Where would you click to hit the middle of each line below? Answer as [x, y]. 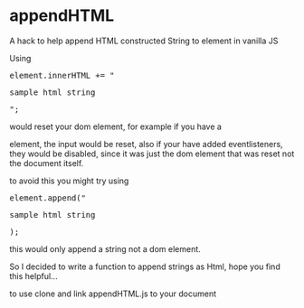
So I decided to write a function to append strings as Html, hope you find [145, 266]
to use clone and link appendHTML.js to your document [113, 294]
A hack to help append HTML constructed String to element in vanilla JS [144, 41]
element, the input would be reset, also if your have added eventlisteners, [146, 144]
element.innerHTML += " [62, 75]
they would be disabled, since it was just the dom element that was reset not [152, 154]
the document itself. [47, 163]
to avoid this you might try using [69, 181]
